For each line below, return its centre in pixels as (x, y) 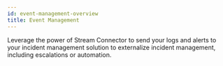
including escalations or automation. (59, 55)
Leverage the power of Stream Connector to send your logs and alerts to (112, 40)
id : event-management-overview (53, 14)
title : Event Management (43, 20)
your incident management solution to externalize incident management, (111, 47)
